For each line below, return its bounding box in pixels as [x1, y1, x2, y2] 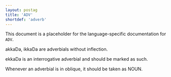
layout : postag [5, 7, 38, 13]
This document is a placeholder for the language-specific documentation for [5, 31, 166, 37]
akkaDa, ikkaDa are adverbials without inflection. [5, 46, 108, 53]
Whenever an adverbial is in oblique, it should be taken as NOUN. [5, 66, 143, 72]
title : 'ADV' [5, 12, 33, 17]
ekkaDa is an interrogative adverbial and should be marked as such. [5, 56, 148, 62]
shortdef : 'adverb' [5, 17, 47, 22]
